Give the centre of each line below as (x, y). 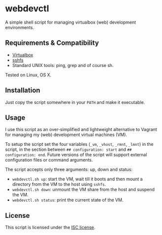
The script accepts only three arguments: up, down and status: (69, 169)
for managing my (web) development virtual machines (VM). (66, 135)
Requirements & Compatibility (52, 43)
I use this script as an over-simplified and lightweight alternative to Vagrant (81, 130)
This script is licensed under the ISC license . (50, 228)
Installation (23, 90)
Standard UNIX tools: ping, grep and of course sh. (63, 65)
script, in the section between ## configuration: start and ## (68, 150)
